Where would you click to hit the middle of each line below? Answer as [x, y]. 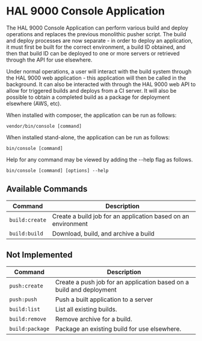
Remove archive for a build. [93, 319]
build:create [28, 220]
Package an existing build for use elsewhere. [118, 328]
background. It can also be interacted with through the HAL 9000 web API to [101, 84]
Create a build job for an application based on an [121, 216]
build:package [29, 329]
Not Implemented [40, 255]
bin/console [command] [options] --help [58, 170]
